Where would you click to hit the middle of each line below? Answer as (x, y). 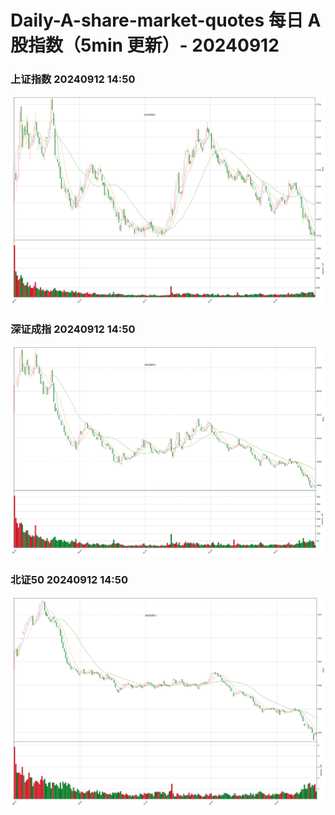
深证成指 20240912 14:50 (73, 329)
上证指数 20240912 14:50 (73, 79)
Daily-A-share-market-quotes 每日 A (166, 20)
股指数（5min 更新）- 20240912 (145, 45)
